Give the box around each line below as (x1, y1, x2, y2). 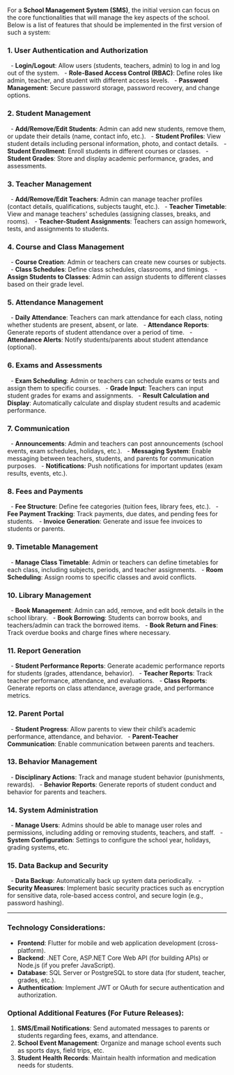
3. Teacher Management (7, 179, 92, 189)
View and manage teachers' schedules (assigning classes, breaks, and (7, 210, 211, 218)
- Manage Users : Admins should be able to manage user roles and (10, 821, 202, 830)
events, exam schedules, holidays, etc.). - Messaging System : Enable (7, 447, 212, 455)
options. (7, 91, 31, 100)
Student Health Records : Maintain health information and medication (17, 1054, 217, 1062)
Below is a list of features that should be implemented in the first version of (7, 21, 223, 29)
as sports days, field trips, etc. (17, 1046, 104, 1055)
